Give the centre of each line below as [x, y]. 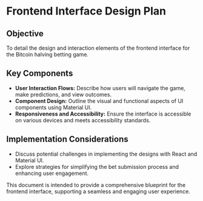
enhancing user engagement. [52, 173]
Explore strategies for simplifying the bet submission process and [97, 166]
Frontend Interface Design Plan [86, 11]
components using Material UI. [53, 107]
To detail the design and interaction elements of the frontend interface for [98, 48]
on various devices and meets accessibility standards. [83, 120]
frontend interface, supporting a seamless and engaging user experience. [98, 191]
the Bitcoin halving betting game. [48, 54]
